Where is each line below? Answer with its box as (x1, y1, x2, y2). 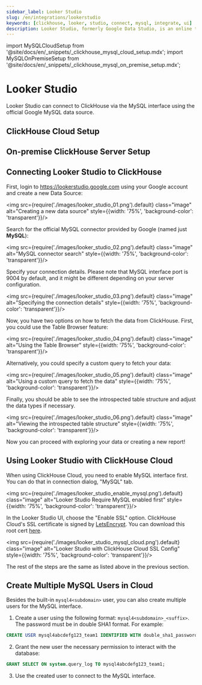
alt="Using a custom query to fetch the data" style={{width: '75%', (6, 377, 171, 385)
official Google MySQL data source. (6, 109, 94, 116)
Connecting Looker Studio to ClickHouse (6, 167, 162, 178)
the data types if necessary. (6, 401, 76, 409)
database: (14, 649, 40, 657)
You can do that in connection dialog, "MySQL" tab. (6, 478, 133, 485)
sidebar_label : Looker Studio (6, 8, 82, 15)
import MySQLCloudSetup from (6, 42, 84, 49)
